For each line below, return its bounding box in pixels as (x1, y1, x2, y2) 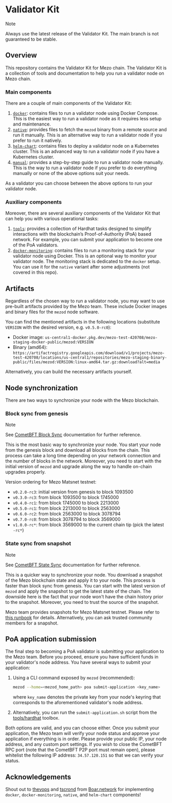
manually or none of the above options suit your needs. (12, 170, 130, 176)
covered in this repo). (12, 269, 58, 276)
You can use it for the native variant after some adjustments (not (12, 264, 150, 270)
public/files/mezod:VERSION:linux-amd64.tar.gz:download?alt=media (12, 360, 160, 365)
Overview (5, 51, 37, 60)
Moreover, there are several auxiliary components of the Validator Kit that (5, 210, 160, 217)
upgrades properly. (5, 469, 46, 475)
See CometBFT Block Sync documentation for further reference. (5, 432, 142, 438)
